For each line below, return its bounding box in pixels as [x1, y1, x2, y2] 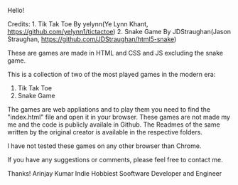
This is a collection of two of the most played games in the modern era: [7, 70, 216, 78]
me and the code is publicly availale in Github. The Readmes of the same [7, 120, 220, 129]
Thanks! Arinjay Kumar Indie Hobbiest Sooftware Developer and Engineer [7, 169, 222, 177]
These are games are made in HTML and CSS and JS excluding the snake [7, 49, 224, 57]
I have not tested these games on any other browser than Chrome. [7, 142, 202, 150]
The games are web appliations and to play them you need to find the [7, 105, 211, 113]
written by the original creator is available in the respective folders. [7, 128, 202, 136]
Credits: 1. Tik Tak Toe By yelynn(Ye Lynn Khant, [7, 20, 148, 28]
